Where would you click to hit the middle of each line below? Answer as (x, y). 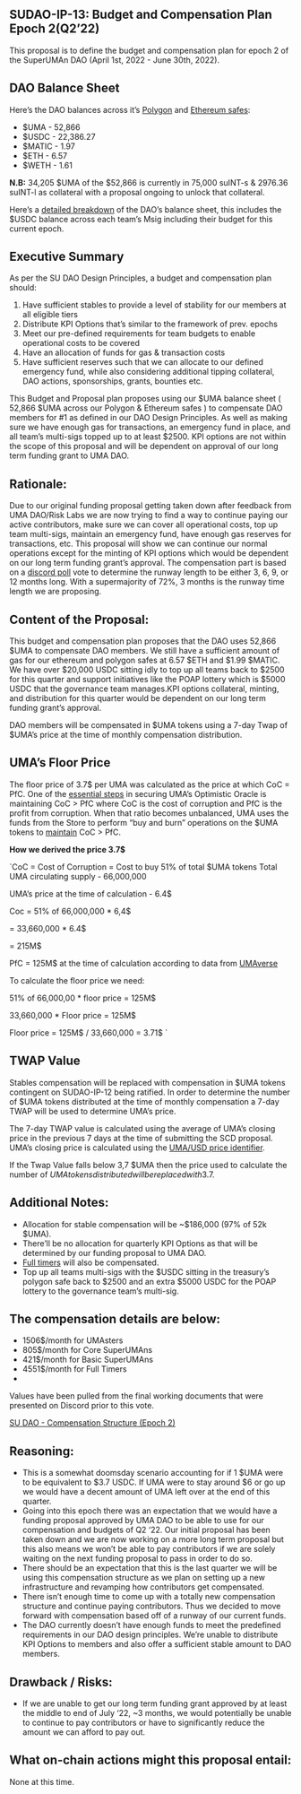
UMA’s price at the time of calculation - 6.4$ (90, 893)
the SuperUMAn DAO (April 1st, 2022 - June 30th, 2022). (115, 60)
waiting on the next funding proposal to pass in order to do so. (137, 1558)
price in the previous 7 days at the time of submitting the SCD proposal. (141, 1138)
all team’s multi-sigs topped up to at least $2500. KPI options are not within (148, 437)
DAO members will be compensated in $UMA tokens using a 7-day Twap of (149, 725)
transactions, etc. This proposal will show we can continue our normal (138, 544)
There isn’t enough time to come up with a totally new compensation (149, 1597)
